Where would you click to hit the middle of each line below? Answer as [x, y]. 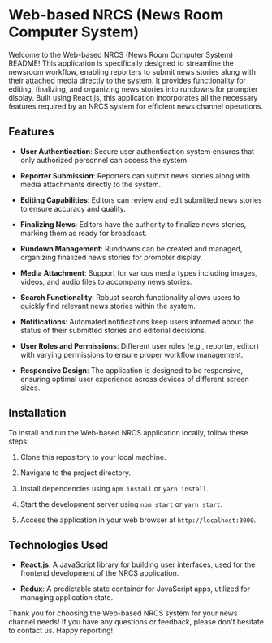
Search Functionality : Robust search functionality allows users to [130, 297]
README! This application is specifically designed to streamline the [121, 63]
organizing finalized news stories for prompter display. [111, 257]
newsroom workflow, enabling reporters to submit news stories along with [132, 71]
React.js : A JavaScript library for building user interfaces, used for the [138, 564]
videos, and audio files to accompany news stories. [106, 281]
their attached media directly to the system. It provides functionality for [127, 80]
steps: [19, 441]
